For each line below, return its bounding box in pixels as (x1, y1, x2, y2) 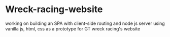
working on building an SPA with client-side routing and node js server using (5, 20, 165, 26)
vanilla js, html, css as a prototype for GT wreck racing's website (5, 25, 141, 31)
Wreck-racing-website (5, 4, 103, 15)
